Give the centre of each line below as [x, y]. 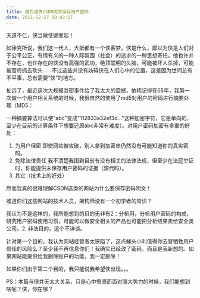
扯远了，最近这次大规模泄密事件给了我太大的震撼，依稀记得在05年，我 [93, 90]
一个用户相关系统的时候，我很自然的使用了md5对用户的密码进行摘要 [100, 98]
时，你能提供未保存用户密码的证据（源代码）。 [71, 168]
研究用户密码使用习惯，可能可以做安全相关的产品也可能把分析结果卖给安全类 [100, 221]
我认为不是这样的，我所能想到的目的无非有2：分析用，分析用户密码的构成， [99, 213]
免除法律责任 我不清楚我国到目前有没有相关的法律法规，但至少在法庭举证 [104, 160]
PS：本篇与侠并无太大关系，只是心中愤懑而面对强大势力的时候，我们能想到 [98, 281]
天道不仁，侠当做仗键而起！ [40, 35]
